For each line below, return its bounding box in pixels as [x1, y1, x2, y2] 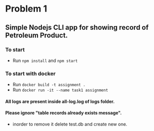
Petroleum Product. [5, 31, 68, 39]
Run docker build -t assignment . [12, 82, 86, 88]
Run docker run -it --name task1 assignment [12, 87, 109, 93]
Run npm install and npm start [12, 57, 78, 63]
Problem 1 [5, 3, 47, 15]
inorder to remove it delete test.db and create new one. [12, 121, 128, 127]
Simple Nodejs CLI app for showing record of [5, 23, 149, 32]
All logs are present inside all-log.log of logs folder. [5, 98, 115, 104]
